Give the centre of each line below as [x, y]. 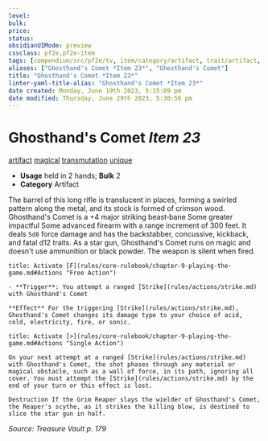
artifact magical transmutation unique [70, 160]
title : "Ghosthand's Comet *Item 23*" [73, 76]
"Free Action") [91, 273]
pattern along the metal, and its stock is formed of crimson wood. [117, 208]
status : [21, 38]
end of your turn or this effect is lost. [80, 386]
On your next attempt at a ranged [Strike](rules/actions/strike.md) [128, 358]
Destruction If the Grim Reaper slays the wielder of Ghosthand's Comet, [135, 400]
